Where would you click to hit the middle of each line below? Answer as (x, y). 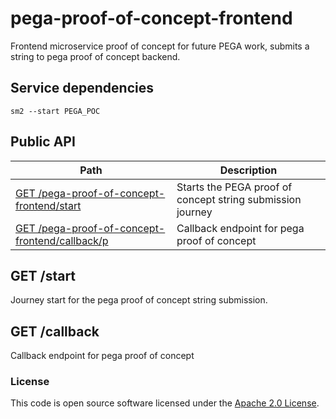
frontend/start (48, 205)
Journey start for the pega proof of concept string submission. (139, 300)
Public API (43, 142)
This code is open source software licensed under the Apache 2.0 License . (165, 403)
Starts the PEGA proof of (234, 187)
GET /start (43, 275)
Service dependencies (82, 88)
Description (248, 170)
